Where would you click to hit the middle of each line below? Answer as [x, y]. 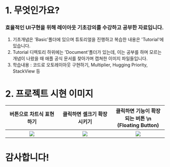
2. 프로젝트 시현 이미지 [49, 94]
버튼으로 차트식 [27, 114]
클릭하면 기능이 [133, 111]
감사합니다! [27, 157]
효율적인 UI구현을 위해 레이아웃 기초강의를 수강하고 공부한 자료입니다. [84, 27]
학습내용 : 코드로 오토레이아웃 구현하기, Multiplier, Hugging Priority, [80, 65]
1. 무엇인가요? [32, 10]
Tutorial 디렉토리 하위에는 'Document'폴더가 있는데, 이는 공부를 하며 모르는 [87, 52]
